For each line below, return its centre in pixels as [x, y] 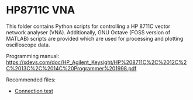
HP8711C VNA [41, 10]
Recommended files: [31, 80]
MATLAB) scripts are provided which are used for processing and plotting [95, 38]
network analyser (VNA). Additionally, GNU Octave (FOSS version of [88, 32]
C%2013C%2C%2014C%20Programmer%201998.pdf [71, 68]
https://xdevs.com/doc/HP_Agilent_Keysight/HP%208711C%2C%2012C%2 [96, 62]
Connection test [34, 91]
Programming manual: [33, 56]
